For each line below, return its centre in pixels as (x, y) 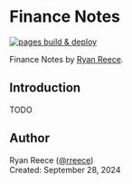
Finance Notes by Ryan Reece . (66, 59)
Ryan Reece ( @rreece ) (52, 160)
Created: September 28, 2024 (65, 169)
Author (29, 138)
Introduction (45, 88)
